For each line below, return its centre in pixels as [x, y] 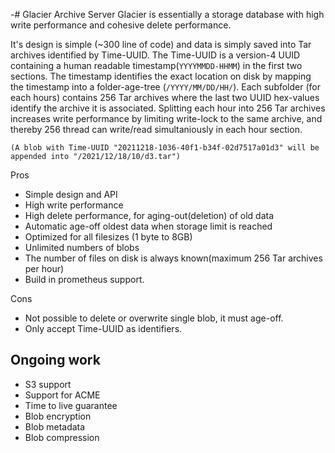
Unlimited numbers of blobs [82, 247]
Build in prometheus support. [84, 279]
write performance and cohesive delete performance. [121, 25]
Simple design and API [71, 194]
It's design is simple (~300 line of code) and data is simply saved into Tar [161, 44]
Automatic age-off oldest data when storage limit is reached [148, 226]
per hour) [44, 268]
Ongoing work [55, 360]
